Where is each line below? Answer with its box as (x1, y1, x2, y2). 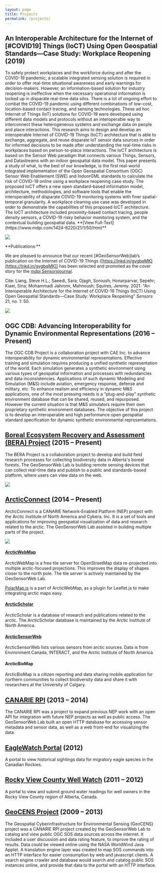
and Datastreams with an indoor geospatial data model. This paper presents (5, 158, 156, 163)
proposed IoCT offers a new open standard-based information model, (5, 183, 144, 190)
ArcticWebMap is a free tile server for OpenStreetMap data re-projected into (5, 560, 157, 566)
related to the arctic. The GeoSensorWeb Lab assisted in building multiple (5, 524, 151, 530)
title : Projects (5, 12, 38, 17)
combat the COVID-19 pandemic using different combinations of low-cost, (5, 101, 153, 107)
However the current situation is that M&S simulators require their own (5, 402, 145, 407)
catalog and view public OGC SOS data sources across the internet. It (5, 831, 144, 837)
